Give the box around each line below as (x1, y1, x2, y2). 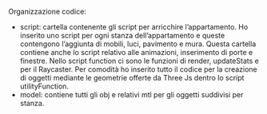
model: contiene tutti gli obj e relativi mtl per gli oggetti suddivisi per (19, 90, 244, 99)
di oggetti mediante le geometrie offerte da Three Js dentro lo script (19, 73, 245, 82)
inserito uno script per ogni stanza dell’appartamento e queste (19, 31, 225, 40)
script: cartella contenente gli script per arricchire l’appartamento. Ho (19, 22, 249, 31)
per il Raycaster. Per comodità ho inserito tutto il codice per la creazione (19, 65, 257, 74)
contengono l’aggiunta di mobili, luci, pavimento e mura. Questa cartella (19, 39, 257, 49)
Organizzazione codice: (8, 7, 86, 16)
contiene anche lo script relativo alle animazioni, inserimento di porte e (19, 48, 253, 57)
